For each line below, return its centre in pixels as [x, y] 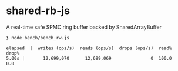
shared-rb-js [38, 11]
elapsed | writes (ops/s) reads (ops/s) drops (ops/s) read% [89, 48]
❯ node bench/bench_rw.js [38, 38]
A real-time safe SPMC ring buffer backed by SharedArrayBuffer [84, 27]
